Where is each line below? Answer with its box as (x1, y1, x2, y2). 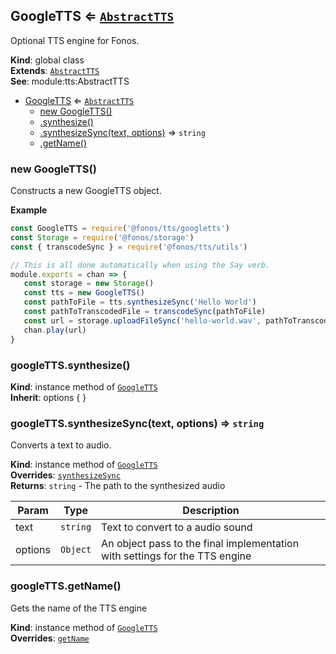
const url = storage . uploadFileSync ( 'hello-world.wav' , (23, 315, 262, 326)
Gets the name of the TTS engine (10, 602, 148, 614)
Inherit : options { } (10, 391, 87, 403)
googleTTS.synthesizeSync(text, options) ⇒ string (10, 416, 265, 430)
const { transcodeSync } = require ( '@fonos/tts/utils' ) (10, 242, 248, 252)
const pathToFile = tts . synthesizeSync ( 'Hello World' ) (23, 297, 257, 308)
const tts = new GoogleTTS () (23, 288, 145, 298)
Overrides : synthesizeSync (10, 469, 121, 481)
